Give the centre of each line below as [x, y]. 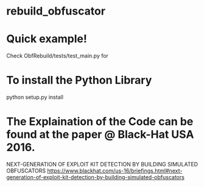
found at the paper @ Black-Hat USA [100, 134]
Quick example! [47, 39]
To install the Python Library [79, 80]
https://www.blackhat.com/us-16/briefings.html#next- [115, 171]
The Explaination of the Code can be [100, 122]
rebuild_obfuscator [56, 11]
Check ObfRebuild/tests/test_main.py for [57, 56]
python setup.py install [35, 97]
